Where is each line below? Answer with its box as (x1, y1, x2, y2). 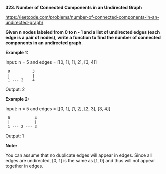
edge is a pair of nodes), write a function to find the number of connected (5, 35, 161, 40)
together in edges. (5, 163, 44, 169)
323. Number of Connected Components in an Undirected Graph (5, 5, 142, 10)
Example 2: (5, 96, 29, 102)
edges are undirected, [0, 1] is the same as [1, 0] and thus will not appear (5, 158, 155, 163)
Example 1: (5, 50, 29, 55)
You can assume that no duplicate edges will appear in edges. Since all (5, 152, 152, 158)
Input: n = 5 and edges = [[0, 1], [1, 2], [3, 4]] (5, 59, 97, 65)
